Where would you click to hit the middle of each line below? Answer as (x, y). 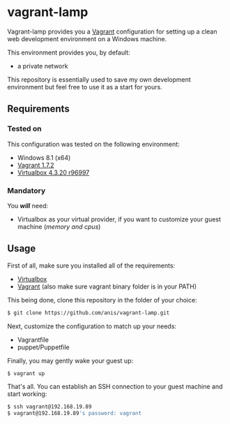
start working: (27, 394)
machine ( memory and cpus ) (59, 226)
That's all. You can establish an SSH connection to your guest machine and (115, 387)
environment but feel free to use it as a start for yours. (85, 87)
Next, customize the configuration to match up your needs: (92, 326)
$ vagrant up (26, 373)
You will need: (28, 205)
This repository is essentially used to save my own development (99, 79)
